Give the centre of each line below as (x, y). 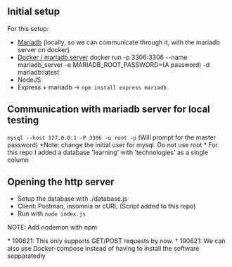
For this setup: (28, 28)
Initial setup (34, 12)
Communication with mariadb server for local (109, 110)
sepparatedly (26, 256)
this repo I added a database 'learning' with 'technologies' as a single (108, 152)
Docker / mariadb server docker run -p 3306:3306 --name (102, 57)
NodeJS (29, 80)
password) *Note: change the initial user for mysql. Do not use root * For (113, 144)
